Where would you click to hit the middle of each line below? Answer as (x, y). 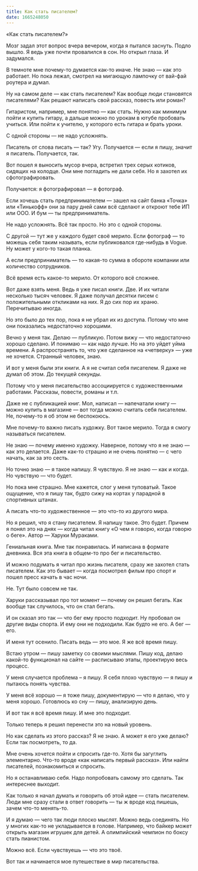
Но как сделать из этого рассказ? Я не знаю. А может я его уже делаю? (98, 736)
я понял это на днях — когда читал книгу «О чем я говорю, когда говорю (99, 529)
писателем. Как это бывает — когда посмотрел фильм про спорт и (91, 571)
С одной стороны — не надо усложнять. (57, 135)
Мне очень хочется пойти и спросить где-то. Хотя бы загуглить (87, 754)
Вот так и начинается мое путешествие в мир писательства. (83, 861)
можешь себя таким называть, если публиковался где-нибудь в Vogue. (97, 242)
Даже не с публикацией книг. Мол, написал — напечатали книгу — (91, 403)
